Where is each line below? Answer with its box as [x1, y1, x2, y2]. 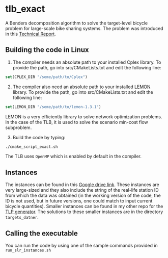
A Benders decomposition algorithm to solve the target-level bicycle [5, 20, 148, 26]
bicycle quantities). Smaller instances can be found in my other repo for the [5, 203, 163, 210]
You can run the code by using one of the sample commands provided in [5, 243, 158, 248]
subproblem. [5, 124, 32, 131]
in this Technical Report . [5, 31, 56, 37]
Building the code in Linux [5, 45, 89, 54]
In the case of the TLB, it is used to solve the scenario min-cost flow [5, 119, 149, 125]
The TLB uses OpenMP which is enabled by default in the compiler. [5, 153, 142, 160]
